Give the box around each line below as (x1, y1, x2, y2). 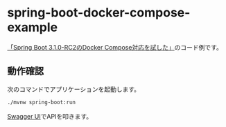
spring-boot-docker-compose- (7, 5, 191, 21)
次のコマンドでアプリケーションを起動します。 (7, 85, 141, 93)
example (7, 19, 58, 35)
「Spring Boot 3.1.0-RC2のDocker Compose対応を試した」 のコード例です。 (7, 43, 223, 51)
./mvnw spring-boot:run (7, 99, 76, 106)
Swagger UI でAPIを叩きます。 (7, 112, 92, 120)
